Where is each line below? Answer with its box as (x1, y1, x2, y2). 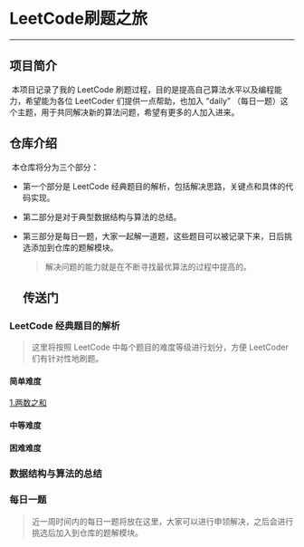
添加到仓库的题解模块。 (30, 242, 119, 253)
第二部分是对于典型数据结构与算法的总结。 (22, 211, 182, 222)
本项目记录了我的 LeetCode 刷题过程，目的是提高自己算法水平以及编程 (11, 83, 274, 95)
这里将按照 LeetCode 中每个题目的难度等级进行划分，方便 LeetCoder (31, 341, 290, 353)
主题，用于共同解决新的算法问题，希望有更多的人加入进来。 (16, 106, 240, 118)
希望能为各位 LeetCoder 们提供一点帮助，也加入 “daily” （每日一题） (24, 95, 280, 106)
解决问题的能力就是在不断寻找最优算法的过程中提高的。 (44, 261, 252, 272)
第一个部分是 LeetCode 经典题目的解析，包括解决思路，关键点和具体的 (22, 180, 286, 191)
